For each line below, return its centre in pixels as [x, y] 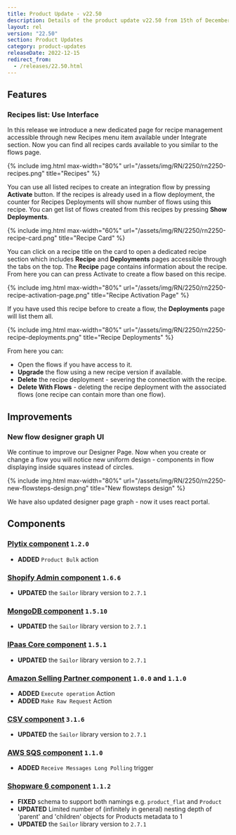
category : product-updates [47, 46]
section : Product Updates [45, 40]
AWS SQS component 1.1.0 [55, 753]
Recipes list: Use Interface [53, 115]
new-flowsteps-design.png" [48, 488]
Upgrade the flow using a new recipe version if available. [100, 372]
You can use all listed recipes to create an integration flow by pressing [109, 187]
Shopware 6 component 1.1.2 [59, 786]
